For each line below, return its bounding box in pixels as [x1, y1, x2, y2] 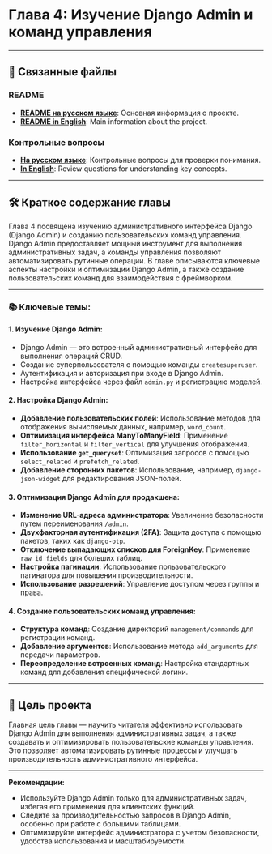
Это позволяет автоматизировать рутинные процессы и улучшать [8, 745, 238, 755]
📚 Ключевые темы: [8, 301, 91, 313]
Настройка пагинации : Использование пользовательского [19, 562, 227, 572]
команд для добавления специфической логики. [19, 667, 189, 677]
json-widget [19, 476, 61, 484]
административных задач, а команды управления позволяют [8, 247, 221, 257]
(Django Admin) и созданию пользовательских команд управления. [8, 229, 242, 240]
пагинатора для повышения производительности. [19, 570, 193, 580]
